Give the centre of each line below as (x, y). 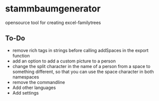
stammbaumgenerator (53, 9)
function (21, 55)
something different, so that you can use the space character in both (83, 71)
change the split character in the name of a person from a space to (81, 66)
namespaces (25, 77)
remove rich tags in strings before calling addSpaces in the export (80, 50)
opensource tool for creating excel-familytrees (53, 22)
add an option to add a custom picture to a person (64, 61)
